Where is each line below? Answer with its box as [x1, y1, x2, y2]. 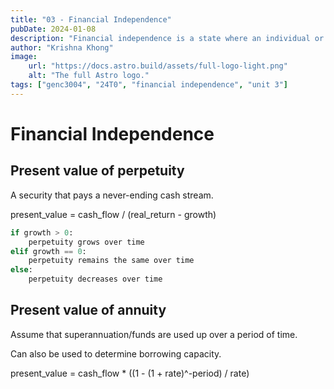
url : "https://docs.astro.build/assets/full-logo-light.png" [28, 61, 288, 71]
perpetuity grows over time [28, 237, 145, 247]
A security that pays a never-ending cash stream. [10, 189, 214, 201]
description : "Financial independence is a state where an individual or [10, 33, 325, 43]
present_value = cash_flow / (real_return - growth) [10, 208, 217, 220]
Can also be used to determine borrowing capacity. [10, 347, 222, 360]
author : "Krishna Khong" [10, 42, 114, 53]
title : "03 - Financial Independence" [10, 14, 172, 25]
